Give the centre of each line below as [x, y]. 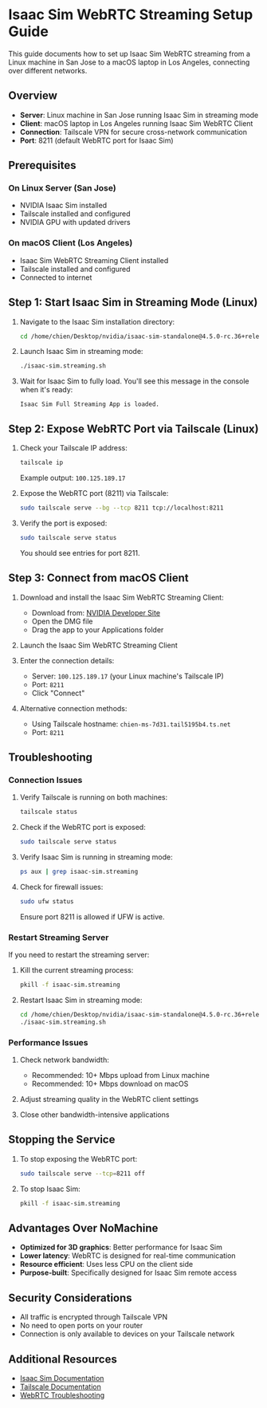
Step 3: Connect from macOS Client [98, 578]
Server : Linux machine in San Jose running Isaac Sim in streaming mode [139, 115]
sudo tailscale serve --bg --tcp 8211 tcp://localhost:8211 [122, 508]
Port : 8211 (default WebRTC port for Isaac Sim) [96, 140]
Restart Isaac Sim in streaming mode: [81, 1000]
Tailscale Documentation [60, 1386]
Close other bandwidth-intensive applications [94, 1115]
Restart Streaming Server [59, 937]
